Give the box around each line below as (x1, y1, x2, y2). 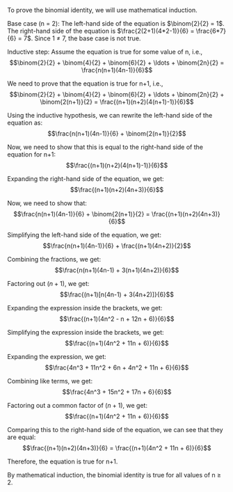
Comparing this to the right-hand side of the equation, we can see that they (7, 426, 224, 434)
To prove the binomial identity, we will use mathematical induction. (7, 6, 198, 14)
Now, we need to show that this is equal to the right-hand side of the (7, 143, 204, 151)
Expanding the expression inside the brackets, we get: (7, 304, 163, 312)
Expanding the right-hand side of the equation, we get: (7, 175, 165, 183)
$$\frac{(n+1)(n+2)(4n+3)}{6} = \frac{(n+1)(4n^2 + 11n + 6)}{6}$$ (22, 444, 212, 452)
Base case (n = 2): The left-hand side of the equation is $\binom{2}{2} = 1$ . (7, 19, 225, 27)
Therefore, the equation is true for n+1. (7, 457, 118, 466)
